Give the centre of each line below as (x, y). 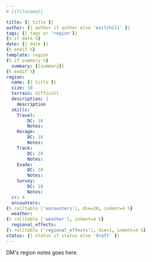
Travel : (26, 115)
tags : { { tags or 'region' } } (42, 33)
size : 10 (22, 88)
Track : (25, 148)
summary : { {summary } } (38, 66)
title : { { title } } (30, 22)
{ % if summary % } (27, 60)
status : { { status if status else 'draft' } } (63, 236)
